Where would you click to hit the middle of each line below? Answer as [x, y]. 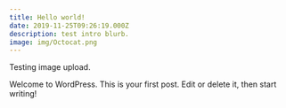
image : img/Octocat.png [53, 42]
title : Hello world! [48, 17]
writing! [23, 94]
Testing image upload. [50, 67]
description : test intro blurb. [69, 34]
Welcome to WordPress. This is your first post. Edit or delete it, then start [143, 84]
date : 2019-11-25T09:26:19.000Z [69, 26]
